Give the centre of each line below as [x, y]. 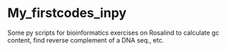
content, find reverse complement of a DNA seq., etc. [86, 40]
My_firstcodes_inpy [67, 13]
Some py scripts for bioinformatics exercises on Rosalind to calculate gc [113, 33]
